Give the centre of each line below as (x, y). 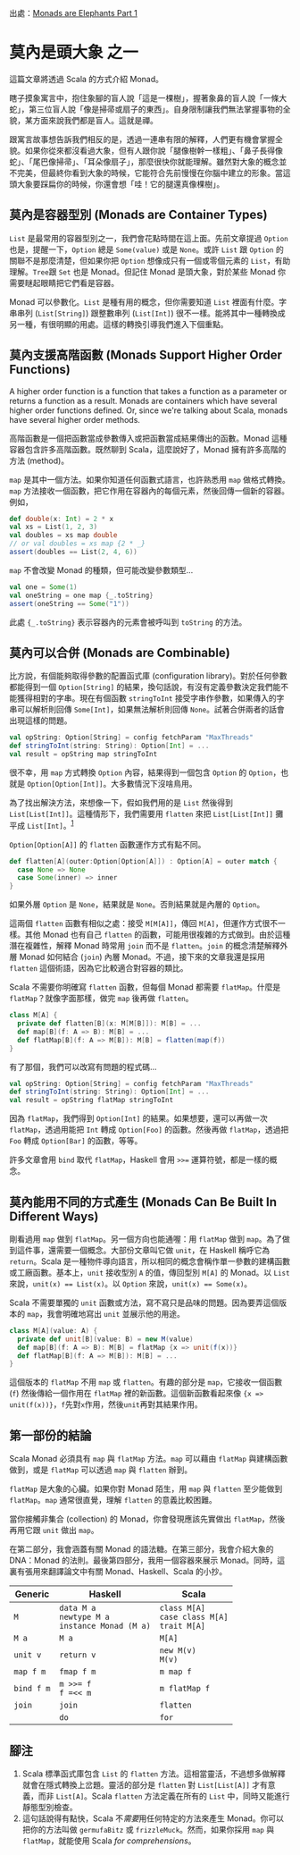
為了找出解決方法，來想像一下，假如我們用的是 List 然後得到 (121, 802)
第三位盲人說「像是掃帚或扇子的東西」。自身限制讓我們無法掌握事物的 (155, 109)
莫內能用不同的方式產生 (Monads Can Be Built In (143, 1202)
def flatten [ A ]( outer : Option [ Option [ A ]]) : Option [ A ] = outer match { (143, 861)
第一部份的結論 (50, 1435)
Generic (32, 1594)
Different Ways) (54, 1216)
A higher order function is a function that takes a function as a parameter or (148, 391)
